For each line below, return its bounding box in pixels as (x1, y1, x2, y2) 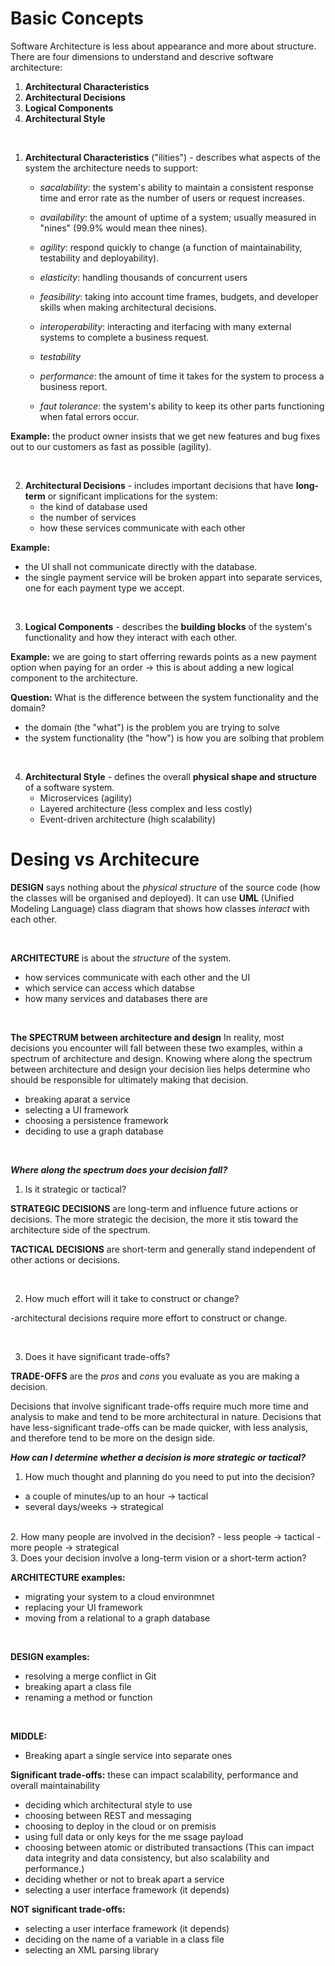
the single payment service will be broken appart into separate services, (24, 571, 323, 583)
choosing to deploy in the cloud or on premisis (24, 1820, 217, 1832)
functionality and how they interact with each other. (24, 631, 238, 643)
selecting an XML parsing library (24, 1943, 160, 1956)
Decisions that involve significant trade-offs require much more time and (10, 1400, 309, 1412)
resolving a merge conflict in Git (24, 1670, 157, 1682)
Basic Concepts (10, 7, 145, 30)
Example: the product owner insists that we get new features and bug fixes (10, 430, 321, 442)
